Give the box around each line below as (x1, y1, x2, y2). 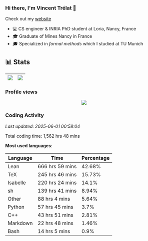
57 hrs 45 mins (37, 203, 73, 210)
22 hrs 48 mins (37, 220, 73, 227)
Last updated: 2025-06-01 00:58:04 (5, 123, 80, 129)
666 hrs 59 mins (37, 163, 77, 170)
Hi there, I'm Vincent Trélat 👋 (5, 4, 76, 11)
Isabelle (7, 179, 26, 186)
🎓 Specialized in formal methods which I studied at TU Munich (12, 41, 143, 47)
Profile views (5, 88, 37, 95)
